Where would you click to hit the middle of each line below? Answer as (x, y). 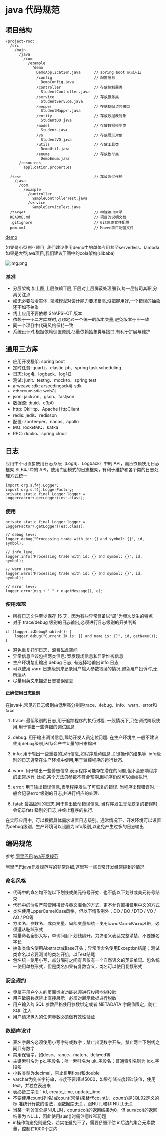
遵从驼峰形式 (30, 929)
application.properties (48, 167)
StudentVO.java (56, 140)
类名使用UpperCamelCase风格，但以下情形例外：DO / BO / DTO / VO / (84, 911)
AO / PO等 (23, 917)
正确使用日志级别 (23, 693)
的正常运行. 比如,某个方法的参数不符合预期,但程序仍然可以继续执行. (81, 777)
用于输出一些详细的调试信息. (47, 727)
